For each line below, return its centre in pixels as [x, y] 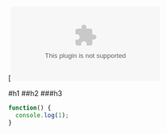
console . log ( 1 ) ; [42, 115]
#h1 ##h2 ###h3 [35, 93]
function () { [30, 108]
